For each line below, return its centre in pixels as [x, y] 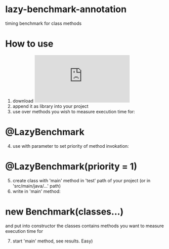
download [23, 101]
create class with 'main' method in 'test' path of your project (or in [81, 180]
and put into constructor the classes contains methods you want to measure [85, 226]
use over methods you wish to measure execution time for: [74, 111]
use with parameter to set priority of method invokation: [71, 146]
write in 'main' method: [36, 191]
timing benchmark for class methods [44, 23]
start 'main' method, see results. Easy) [53, 241]
